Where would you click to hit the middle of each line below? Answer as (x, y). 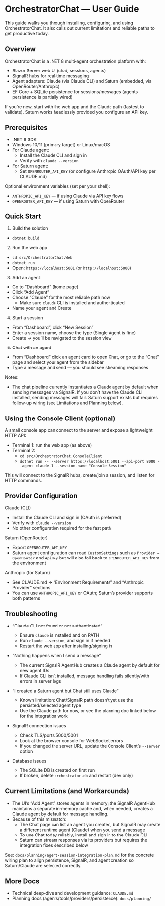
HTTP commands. (24, 481)
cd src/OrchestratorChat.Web (42, 258)
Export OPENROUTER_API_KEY (40, 547)
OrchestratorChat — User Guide (72, 9)
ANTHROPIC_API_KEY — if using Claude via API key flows (68, 196)
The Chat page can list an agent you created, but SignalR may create (90, 824)
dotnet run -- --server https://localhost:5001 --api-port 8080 (87, 462)
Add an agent (26, 278)
